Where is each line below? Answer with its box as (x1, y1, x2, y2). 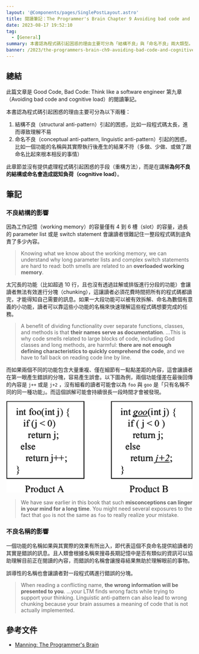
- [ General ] (11, 34, 41, 41)
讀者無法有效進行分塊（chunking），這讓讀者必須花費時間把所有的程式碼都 (6, 288, 187, 296)
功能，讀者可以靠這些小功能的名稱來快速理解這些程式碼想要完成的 (21, 303, 182, 311)
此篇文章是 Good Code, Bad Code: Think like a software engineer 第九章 (6, 88, 182, 95)
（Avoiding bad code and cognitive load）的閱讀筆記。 (6, 95, 140, 103)
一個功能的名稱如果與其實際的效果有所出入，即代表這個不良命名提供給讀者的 (6, 542, 193, 549)
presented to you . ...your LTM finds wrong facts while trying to (20, 588, 175, 595)
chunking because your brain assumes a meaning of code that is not (20, 600, 188, 607)
